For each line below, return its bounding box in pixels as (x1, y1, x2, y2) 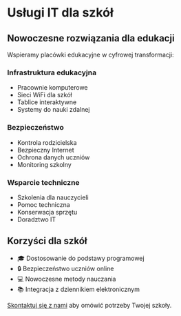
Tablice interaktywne (17, 98, 77, 106)
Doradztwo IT (17, 215, 56, 224)
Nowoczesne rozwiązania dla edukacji (7, 32, 175, 44)
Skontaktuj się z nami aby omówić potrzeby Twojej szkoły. (7, 301, 172, 309)
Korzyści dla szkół (7, 235, 87, 247)
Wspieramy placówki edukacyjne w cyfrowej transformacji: (7, 50, 174, 59)
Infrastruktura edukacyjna (7, 68, 97, 77)
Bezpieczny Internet (17, 146, 74, 154)
